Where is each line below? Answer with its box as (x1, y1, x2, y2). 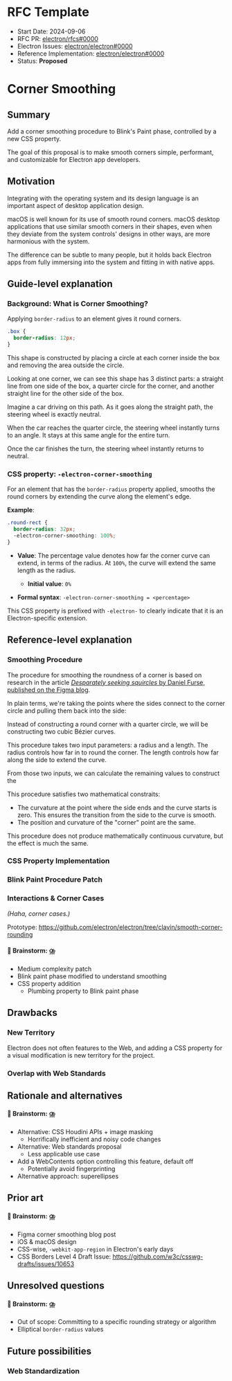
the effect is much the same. (7, 839, 89, 847)
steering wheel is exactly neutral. (7, 410, 102, 419)
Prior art (7, 1192, 44, 1204)
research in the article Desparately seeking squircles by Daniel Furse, (7, 678, 206, 686)
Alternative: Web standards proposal (17, 1142, 122, 1151)
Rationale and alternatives (7, 1090, 123, 1101)
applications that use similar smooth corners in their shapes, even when (7, 222, 213, 230)
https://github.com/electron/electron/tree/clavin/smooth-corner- (38, 923, 223, 931)
